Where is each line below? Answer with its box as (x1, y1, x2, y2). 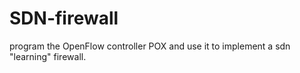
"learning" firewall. (9, 50, 87, 62)
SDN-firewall (9, 7, 119, 30)
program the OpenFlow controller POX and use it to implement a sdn (9, 40, 291, 52)
